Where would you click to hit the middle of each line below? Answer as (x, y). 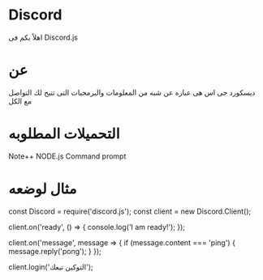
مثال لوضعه (43, 189)
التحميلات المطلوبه (64, 134)
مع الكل (20, 101)
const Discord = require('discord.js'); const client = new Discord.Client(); (130, 211)
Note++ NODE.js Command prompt (67, 156)
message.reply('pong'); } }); (55, 251)
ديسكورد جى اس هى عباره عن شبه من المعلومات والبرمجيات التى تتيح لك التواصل (132, 92)
